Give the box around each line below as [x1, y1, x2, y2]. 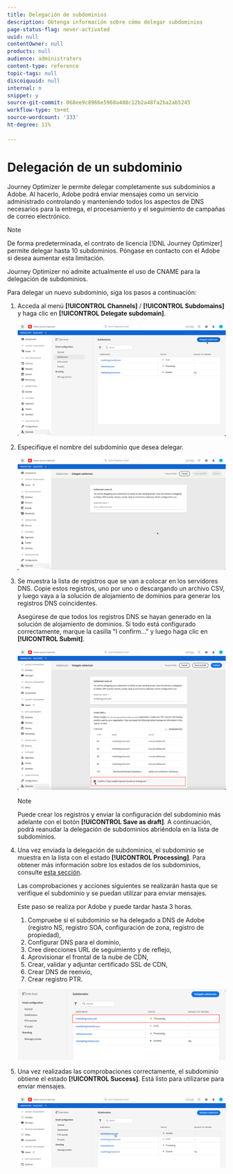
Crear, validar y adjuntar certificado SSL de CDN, [27, 960, 168, 969]
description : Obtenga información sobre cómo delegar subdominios [7, 18, 203, 26]
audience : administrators [7, 56, 82, 63]
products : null [7, 48, 51, 55]
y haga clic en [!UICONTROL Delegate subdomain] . [17, 309, 166, 317]
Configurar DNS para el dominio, [27, 938, 121, 947]
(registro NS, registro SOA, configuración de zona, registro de [27, 924, 205, 932]
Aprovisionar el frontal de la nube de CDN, [27, 953, 149, 961]
